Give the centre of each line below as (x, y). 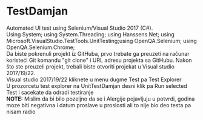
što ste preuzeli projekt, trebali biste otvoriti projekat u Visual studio (90, 66)
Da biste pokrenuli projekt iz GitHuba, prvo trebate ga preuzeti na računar (98, 53)
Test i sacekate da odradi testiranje (50, 92)
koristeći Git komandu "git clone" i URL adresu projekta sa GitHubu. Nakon (99, 60)
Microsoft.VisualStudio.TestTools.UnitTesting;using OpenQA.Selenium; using (101, 41)
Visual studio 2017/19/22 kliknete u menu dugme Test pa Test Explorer (94, 79)
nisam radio (21, 112)
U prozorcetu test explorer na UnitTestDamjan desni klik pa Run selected (97, 85)
